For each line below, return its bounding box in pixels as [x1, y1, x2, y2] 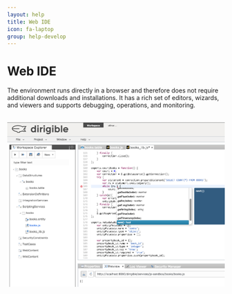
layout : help [7, 11, 45, 18]
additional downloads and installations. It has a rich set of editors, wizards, [7, 94, 220, 102]
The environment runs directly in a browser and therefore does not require [7, 86, 219, 95]
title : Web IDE [7, 18, 51, 26]
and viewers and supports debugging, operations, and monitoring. [7, 101, 195, 110]
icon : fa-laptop [7, 26, 54, 32]
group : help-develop [7, 33, 67, 40]
